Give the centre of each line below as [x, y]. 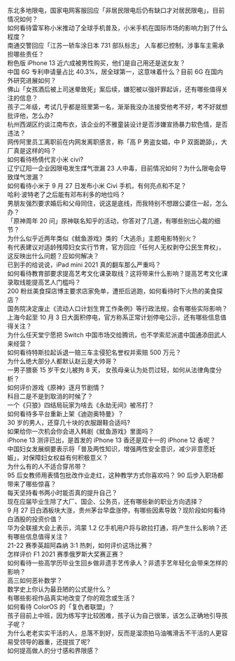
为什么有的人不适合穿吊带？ [47, 466]
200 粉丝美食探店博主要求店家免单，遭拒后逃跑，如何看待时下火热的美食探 [115, 291]
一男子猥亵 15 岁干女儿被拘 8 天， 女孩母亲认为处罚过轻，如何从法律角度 [112, 370]
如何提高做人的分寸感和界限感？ [53, 650]
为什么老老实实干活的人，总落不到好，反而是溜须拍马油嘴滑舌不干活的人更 [114, 633]
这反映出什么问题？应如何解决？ [53, 256]
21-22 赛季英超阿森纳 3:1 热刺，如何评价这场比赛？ [80, 545]
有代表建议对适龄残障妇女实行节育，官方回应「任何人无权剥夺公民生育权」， [116, 247]
